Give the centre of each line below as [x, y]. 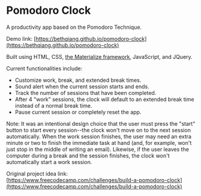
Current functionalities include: [44, 68]
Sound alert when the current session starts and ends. [82, 86]
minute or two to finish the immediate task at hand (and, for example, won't [99, 142]
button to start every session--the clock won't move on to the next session [98, 130]
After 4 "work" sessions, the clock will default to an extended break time [104, 99]
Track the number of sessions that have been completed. [85, 93]
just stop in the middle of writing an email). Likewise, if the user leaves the [97, 149]
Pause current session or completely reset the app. [78, 112]
